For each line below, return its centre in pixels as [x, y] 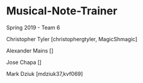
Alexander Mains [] [30, 50]
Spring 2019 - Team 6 [33, 27]
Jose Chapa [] [24, 62]
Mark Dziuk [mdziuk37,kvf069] [45, 73]
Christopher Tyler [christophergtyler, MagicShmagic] [72, 39]
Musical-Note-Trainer [62, 11]
